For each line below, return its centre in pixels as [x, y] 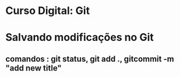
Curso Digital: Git [48, 11]
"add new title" [33, 68]
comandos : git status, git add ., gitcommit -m [90, 59]
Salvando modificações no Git [80, 38]
